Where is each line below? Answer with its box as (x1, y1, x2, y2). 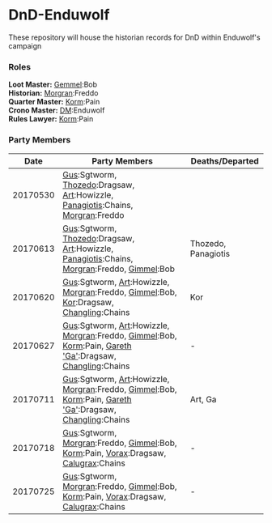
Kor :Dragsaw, (62, 296, 115, 308)
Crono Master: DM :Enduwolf (8, 105, 105, 115)
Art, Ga (189, 393, 217, 405)
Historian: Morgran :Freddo (8, 88, 99, 98)
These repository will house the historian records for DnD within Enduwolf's (8, 32, 261, 42)
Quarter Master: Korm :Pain (8, 97, 100, 107)
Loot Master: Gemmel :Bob (8, 79, 98, 90)
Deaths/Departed (190, 155, 259, 167)
